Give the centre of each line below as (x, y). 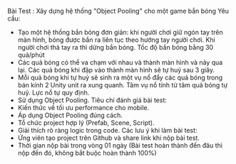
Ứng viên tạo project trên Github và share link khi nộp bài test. (108, 138)
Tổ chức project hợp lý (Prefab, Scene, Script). (86, 123)
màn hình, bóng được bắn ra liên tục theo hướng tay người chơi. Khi (116, 40)
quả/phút (31, 55)
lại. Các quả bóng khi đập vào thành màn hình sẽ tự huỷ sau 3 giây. (116, 70)
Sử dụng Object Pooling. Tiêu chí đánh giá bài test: (92, 100)
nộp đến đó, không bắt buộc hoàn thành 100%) (87, 153)
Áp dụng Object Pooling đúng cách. (70, 115)
